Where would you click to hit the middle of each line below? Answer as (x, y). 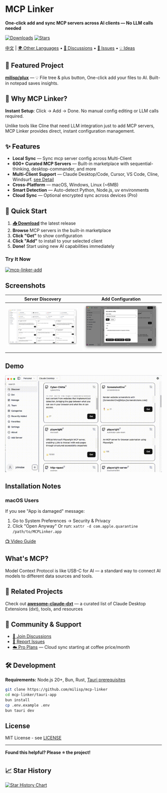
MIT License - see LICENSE (33, 738)
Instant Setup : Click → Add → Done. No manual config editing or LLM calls (82, 111)
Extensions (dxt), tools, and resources (44, 609)
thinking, (21, 169)
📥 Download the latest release (44, 223)
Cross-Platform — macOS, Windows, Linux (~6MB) (65, 185)
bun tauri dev (20, 711)
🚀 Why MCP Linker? (36, 99)
